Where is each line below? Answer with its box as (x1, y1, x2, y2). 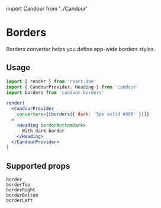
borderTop (6, 182, 31, 188)
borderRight (6, 187, 36, 193)
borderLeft (6, 197, 33, 204)
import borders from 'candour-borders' (6, 89, 105, 96)
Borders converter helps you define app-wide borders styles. (6, 45, 156, 52)
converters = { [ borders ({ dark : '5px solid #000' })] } (17, 111, 150, 118)
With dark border (21, 128, 65, 134)
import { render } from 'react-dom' (6, 78, 96, 84)
